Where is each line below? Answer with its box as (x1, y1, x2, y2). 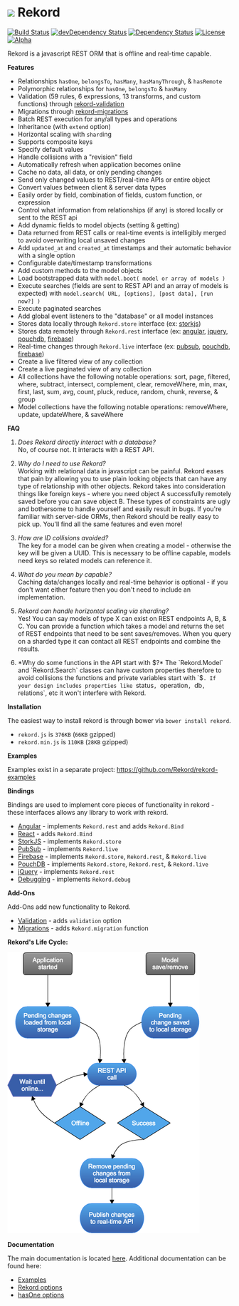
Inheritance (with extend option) (17, 122, 112, 130)
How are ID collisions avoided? (17, 533, 109, 542)
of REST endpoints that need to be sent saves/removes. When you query (17, 629, 232, 638)
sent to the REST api (17, 213, 78, 222)
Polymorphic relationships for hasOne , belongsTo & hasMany (17, 84, 187, 93)
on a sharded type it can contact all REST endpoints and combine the (17, 637, 221, 645)
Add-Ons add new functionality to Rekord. (7, 903, 131, 911)
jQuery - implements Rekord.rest (17, 867, 115, 875)
